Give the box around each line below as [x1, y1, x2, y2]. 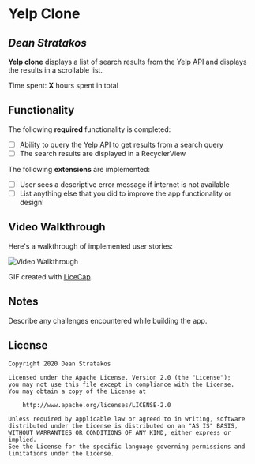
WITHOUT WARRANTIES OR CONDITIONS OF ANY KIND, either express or [8, 428, 231, 436]
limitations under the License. [8, 449, 114, 458]
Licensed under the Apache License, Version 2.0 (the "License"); [8, 373, 231, 381]
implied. [8, 436, 37, 443]
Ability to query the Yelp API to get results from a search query [19, 140, 223, 149]
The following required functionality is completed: [8, 124, 171, 134]
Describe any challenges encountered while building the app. [8, 316, 208, 325]
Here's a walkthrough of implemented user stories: [8, 241, 174, 251]
